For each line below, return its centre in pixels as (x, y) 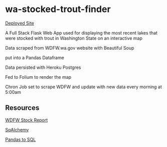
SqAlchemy (17, 129)
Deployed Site (20, 23)
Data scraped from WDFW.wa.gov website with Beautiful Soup (70, 48)
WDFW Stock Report (27, 120)
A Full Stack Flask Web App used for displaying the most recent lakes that (81, 33)
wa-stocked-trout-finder (58, 9)
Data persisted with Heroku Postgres (43, 67)
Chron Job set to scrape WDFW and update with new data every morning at (83, 87)
